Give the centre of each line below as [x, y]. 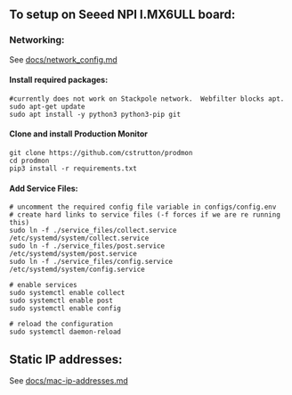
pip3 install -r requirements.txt [73, 169]
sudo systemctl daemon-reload [65, 332]
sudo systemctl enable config [65, 309]
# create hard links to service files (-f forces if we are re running [145, 215]
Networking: [37, 40]
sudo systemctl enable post [61, 301]
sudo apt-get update [48, 106]
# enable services [43, 285]
